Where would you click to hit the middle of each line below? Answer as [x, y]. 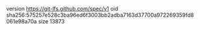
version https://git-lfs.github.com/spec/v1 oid [62, 9]
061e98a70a [22, 21]
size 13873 [52, 21]
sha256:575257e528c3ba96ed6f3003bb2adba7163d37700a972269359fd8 [100, 15]
